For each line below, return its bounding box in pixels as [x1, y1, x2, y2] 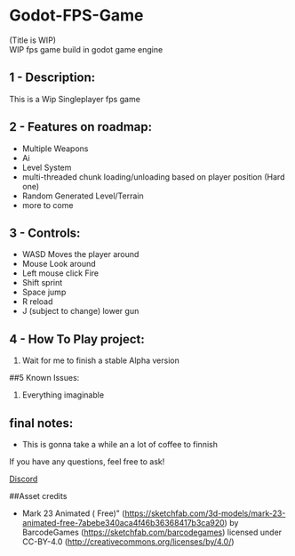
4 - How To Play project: [9, 331, 145, 347]
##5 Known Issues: [9, 373, 80, 383]
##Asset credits [9, 491, 68, 501]
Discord [9, 473, 38, 484]
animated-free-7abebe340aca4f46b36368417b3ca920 [21, 518, 225, 528]
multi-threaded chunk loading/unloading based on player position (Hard [21, 171, 285, 182]
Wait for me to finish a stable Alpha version [21, 355, 179, 366]
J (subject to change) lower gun [21, 306, 140, 317]
